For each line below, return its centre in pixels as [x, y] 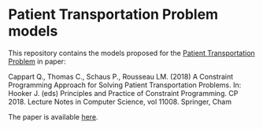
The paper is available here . [53, 116]
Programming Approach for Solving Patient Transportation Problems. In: [125, 85]
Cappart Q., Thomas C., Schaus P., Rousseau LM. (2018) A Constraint [121, 76]
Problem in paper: [37, 61]
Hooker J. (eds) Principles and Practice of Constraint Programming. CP [123, 93]
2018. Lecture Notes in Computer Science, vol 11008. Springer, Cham [120, 101]
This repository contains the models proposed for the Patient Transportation [132, 53]
